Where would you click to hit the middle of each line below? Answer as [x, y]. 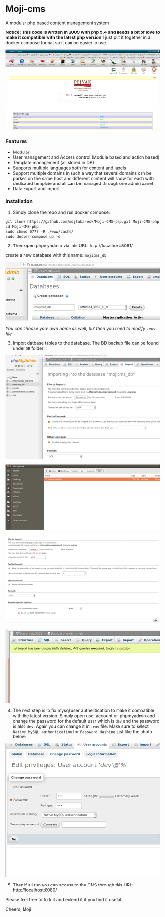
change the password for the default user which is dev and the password [86, 721]
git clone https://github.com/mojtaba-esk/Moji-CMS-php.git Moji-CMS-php [82, 222]
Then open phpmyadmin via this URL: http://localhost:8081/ [73, 245]
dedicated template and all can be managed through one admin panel [83, 183]
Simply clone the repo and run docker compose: [61, 212]
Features [16, 141]
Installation [19, 201]
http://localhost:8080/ [35, 890]
